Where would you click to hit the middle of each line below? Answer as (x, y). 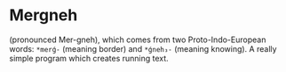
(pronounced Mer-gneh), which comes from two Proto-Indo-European (138, 40)
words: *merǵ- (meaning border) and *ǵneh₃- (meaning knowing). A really (143, 48)
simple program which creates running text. (89, 58)
